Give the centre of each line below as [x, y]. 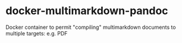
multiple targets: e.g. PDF [37, 33]
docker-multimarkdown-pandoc [87, 11]
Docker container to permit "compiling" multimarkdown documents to [91, 27]
